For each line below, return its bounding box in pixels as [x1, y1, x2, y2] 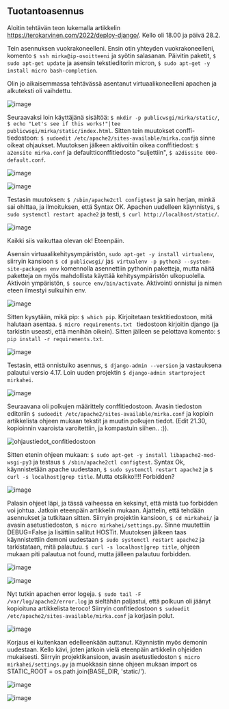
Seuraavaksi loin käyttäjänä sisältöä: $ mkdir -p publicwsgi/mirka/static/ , [7, 113, 220, 121]
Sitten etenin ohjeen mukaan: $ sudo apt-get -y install [7, 450, 167, 458]
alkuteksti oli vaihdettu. [7, 86, 72, 95]
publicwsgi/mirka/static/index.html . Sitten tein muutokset [7, 126, 174, 134]
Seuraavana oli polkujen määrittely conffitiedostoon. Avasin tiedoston [7, 402, 202, 410]
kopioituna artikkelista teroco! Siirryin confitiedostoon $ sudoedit [7, 604, 190, 612]
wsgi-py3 [7, 459, 32, 466]
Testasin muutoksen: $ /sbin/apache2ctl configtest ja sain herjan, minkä [7, 195, 215, 203]
